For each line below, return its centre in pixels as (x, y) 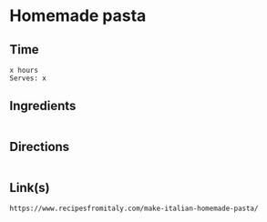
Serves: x (28, 78)
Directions (40, 147)
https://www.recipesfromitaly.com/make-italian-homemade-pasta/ (134, 209)
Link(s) (30, 188)
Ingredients (43, 106)
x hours (24, 70)
